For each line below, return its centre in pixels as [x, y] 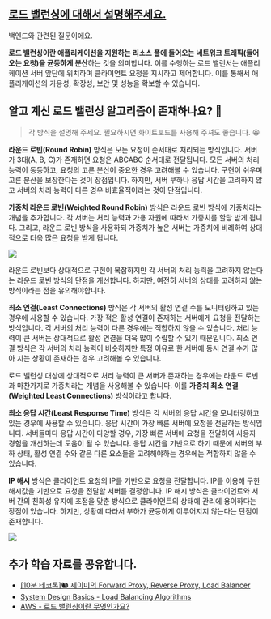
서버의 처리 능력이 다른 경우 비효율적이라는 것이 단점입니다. [110, 190]
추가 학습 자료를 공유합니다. [73, 564]
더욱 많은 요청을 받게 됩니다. [74, 237]
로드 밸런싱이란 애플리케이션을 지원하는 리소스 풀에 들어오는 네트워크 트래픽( [127, 53]
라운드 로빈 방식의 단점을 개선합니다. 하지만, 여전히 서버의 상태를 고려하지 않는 [140, 280]
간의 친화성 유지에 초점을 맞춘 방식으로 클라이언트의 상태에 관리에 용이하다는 [137, 501]
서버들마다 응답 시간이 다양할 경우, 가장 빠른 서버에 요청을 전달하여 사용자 [141, 433]
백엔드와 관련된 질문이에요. [51, 36]
